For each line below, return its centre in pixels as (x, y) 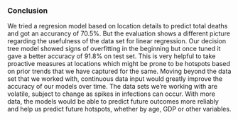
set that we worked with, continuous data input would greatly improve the (115, 79)
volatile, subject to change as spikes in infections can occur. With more (111, 94)
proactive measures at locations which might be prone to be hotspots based (119, 64)
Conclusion (28, 11)
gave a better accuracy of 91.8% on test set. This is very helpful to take (112, 56)
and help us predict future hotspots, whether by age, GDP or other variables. (119, 109)
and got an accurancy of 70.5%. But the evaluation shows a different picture (119, 33)
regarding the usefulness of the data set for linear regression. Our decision (117, 41)
